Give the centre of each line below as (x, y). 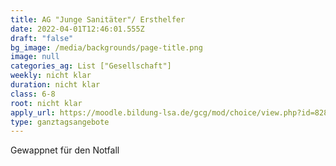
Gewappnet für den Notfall (65, 150)
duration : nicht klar (55, 85)
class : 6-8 (33, 94)
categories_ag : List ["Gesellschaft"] (91, 66)
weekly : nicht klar (51, 76)
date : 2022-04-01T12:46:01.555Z (77, 29)
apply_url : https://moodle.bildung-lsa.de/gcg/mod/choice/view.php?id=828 (169, 112)
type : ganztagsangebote (60, 122)
